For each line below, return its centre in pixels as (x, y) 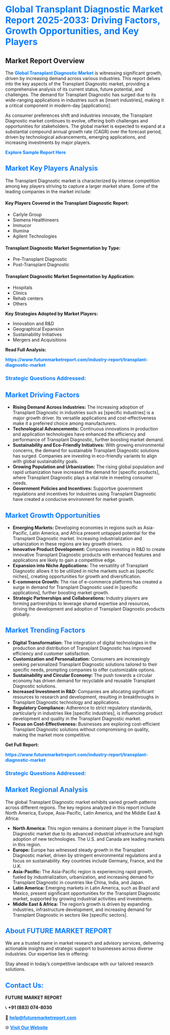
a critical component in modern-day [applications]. (58, 105)
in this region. (27, 844)
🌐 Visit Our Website (27, 1028)
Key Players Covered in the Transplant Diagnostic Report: (67, 203)
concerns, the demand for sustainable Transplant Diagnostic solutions (86, 450)
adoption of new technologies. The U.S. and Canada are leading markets (89, 839)
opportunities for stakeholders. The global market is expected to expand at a (85, 126)
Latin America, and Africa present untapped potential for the (93, 533)
